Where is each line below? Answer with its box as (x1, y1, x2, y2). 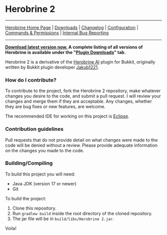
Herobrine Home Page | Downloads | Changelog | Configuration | (5, 24, 139, 30)
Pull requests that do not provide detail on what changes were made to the (5, 137, 158, 143)
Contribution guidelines (5, 125, 64, 132)
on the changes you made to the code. (5, 147, 84, 153)
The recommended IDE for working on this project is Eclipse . (5, 113, 130, 119)
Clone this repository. (12, 205, 57, 211)
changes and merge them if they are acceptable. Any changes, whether (5, 98, 152, 105)
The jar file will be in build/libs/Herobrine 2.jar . (12, 216, 114, 222)
